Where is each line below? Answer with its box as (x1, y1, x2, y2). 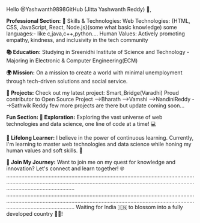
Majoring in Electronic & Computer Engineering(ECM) (6, 57, 138, 64)
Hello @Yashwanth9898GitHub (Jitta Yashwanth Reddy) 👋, (6, 6, 152, 13)
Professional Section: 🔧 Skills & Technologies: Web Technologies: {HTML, (6, 17, 190, 24)
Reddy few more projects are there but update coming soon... (32, 102, 185, 109)
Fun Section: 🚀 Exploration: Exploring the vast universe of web (6, 114, 163, 120)
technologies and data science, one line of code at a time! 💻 (6, 120, 157, 127)
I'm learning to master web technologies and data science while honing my (6, 141, 192, 147)
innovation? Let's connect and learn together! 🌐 (6, 165, 125, 172)
